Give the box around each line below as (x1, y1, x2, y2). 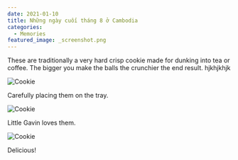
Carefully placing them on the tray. (7, 91, 109, 100)
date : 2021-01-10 (7, 10, 59, 18)
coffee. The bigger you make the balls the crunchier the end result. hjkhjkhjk (7, 64, 231, 72)
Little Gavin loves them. (7, 118, 76, 127)
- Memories (13, 30, 46, 38)
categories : (7, 23, 43, 30)
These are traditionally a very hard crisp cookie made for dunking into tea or (7, 56, 230, 64)
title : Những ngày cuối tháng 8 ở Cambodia (7, 17, 139, 24)
